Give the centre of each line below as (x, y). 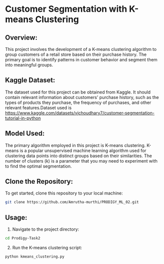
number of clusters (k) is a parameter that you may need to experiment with (81, 161)
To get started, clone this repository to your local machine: (64, 193)
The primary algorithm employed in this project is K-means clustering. (75, 145)
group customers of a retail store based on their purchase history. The (76, 54)
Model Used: (25, 133)
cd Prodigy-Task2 (23, 239)
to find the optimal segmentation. (38, 166)
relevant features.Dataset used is (38, 108)
